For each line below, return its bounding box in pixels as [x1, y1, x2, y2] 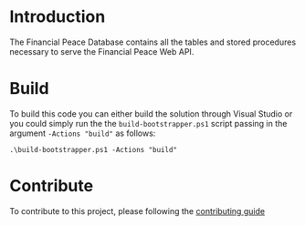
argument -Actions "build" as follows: [9, 128, 156, 139]
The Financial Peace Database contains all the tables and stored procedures [9, 36, 297, 47]
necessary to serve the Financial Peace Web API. [9, 46, 195, 56]
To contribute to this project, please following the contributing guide [9, 205, 266, 216]
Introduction [9, 6, 106, 27]
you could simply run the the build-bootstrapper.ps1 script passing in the [9, 118, 288, 128]
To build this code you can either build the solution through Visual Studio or [9, 108, 293, 119]
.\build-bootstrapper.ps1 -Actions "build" [9, 145, 178, 154]
